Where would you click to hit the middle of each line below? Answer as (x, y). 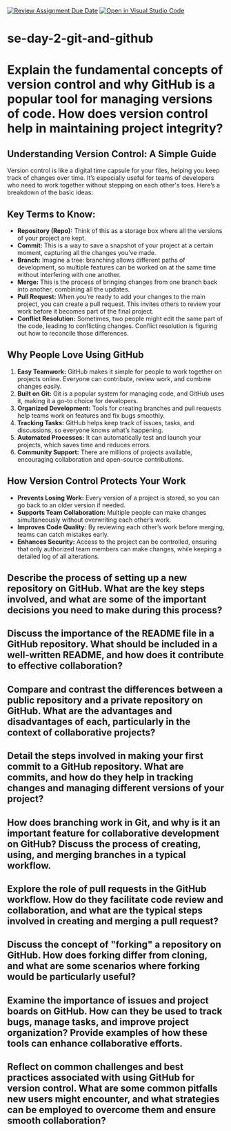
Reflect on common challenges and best (96, 1067)
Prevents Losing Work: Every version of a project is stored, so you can (118, 498)
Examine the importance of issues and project (108, 1000)
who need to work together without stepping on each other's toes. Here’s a (114, 185)
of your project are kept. (51, 238)
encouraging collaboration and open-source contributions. (100, 459)
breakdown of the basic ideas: (50, 192)
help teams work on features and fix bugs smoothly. (91, 415)
